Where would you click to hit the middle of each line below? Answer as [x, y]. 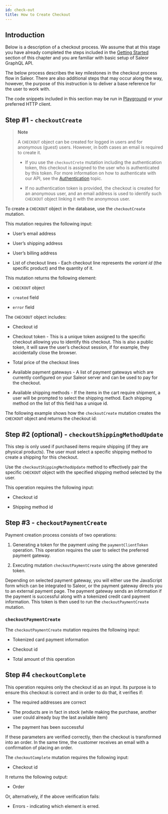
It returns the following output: [37, 777]
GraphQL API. [19, 63]
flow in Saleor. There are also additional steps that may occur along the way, [84, 78]
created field [26, 297]
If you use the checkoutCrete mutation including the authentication [93, 162]
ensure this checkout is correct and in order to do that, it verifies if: [74, 692]
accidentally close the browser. [45, 353]
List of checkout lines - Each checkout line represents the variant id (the [87, 263]
